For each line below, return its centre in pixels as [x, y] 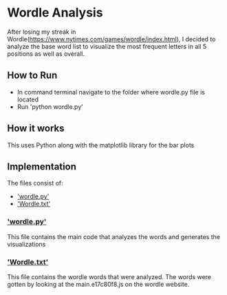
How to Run [32, 75]
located [28, 99]
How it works [36, 129]
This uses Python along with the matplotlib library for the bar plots [101, 145]
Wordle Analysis [55, 13]
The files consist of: [35, 183]
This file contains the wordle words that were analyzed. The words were [109, 276]
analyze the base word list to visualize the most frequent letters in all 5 [107, 46]
